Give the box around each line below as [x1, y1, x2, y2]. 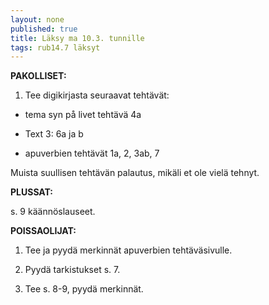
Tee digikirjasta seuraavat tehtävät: [24, 89, 170, 101]
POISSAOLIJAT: [10, 225, 77, 237]
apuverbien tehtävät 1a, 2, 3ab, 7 [24, 147, 160, 160]
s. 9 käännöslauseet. [10, 206, 96, 218]
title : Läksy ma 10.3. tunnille [10, 33, 145, 43]
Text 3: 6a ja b [24, 128, 84, 140]
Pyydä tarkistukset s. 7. [24, 264, 121, 276]
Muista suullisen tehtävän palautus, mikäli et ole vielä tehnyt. [10, 167, 260, 179]
